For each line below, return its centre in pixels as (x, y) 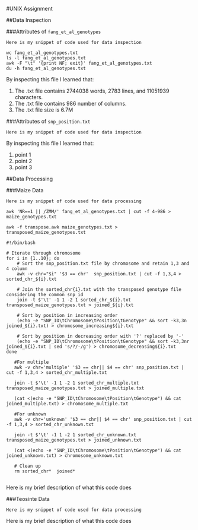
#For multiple (31, 362)
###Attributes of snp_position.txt (48, 121)
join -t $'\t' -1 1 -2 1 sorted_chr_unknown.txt (75, 435)
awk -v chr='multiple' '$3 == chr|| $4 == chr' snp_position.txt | (99, 367)
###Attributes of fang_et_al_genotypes (54, 31)
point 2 (23, 161)
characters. (29, 97)
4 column (17, 269)
